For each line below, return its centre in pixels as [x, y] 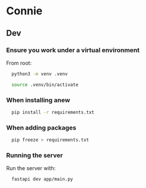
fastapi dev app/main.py [42, 179]
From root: [19, 63]
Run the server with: [31, 168]
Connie [24, 11]
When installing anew [38, 100]
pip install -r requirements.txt [53, 112]
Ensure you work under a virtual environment [73, 50]
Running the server [35, 155]
